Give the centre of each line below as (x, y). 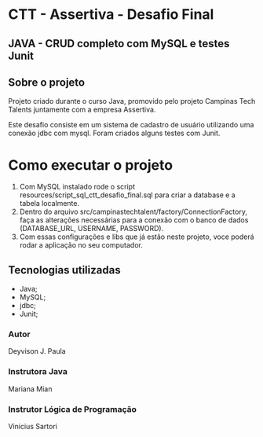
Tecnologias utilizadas (64, 270)
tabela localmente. (49, 204)
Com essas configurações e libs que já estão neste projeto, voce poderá (137, 237)
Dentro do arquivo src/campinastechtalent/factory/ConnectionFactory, (133, 212)
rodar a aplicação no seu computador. (81, 245)
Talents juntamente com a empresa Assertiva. (82, 110)
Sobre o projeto (46, 82)
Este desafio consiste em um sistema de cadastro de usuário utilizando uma (131, 125)
